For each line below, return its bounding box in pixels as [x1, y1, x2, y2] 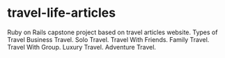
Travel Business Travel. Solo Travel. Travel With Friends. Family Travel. [7, 35, 210, 43]
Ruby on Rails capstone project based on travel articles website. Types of [7, 28, 218, 36]
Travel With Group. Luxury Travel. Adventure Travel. [7, 43, 157, 51]
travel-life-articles [7, 5, 116, 21]
